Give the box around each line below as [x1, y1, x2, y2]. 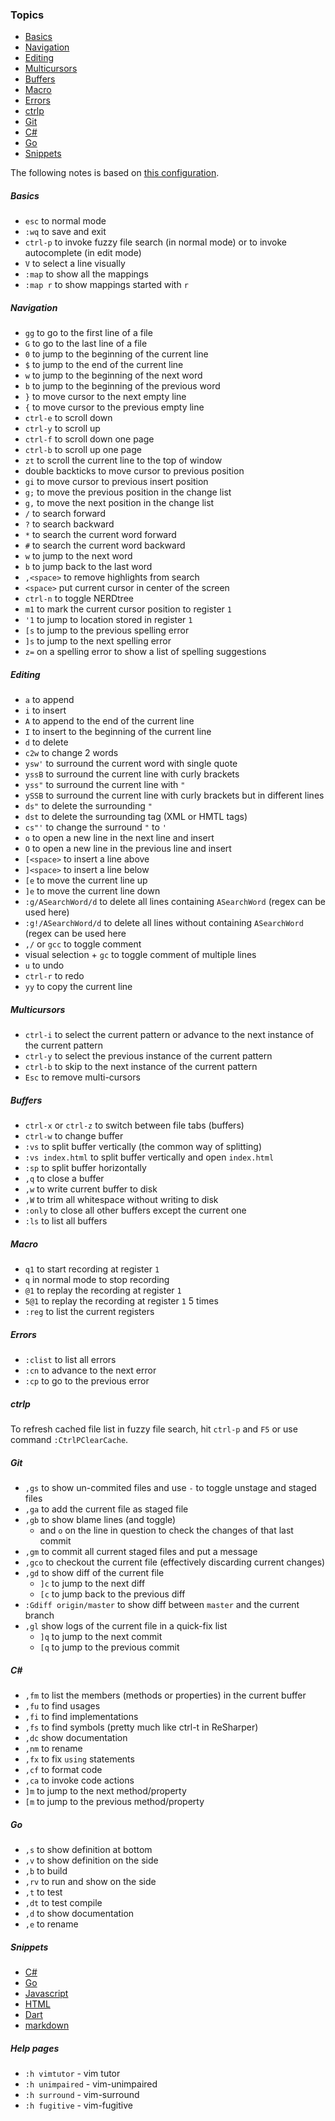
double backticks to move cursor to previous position [24, 465, 245, 477]
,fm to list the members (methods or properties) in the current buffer [24, 1689, 307, 1701]
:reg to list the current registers [24, 1306, 155, 1318]
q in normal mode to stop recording [24, 1274, 170, 1286]
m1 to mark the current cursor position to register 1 [24, 603, 232, 615]
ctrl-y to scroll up [24, 423, 101, 435]
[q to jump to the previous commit [39, 1641, 180, 1653]
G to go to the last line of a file [24, 338, 148, 350]
